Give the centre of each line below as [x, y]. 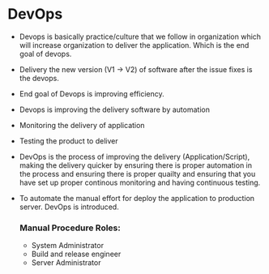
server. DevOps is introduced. [69, 207]
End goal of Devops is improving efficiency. [92, 93]
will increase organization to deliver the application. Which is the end [134, 45]
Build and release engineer [76, 254]
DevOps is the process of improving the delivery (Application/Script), [134, 156]
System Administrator [68, 246]
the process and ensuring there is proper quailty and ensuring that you [137, 173]
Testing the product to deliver [68, 141]
